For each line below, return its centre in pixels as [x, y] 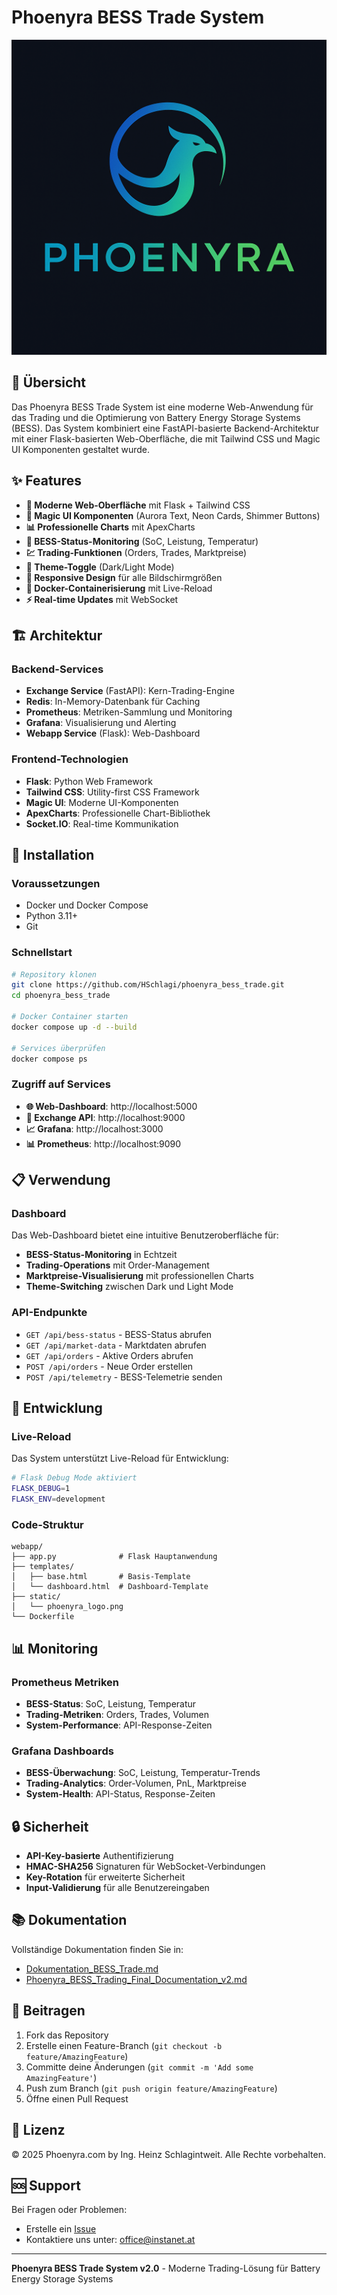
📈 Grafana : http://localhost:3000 [94, 1128]
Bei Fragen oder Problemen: [69, 2210]
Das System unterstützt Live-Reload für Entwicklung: [120, 1458]
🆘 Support [46, 2185]
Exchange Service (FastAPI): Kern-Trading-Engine [130, 691]
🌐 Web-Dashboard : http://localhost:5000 [111, 1106]
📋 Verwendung [61, 1180]
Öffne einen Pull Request [77, 2098]
